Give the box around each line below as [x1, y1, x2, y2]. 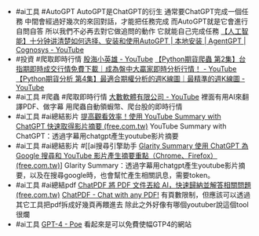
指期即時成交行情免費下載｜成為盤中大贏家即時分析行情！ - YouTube [15, 64, 237, 73]
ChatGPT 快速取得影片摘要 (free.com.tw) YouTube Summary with [15, 122, 227, 131]
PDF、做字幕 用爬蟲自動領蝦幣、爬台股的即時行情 [22, 102, 183, 111]
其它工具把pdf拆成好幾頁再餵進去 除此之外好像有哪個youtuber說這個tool [15, 200, 249, 209]
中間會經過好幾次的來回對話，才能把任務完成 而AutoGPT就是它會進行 [24, 16, 249, 26]
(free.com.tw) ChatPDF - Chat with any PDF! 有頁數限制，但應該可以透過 [15, 191, 251, 199]
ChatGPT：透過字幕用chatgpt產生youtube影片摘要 [15, 132, 179, 140]
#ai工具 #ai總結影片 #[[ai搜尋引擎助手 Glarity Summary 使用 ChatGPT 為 [15, 141, 249, 151]
